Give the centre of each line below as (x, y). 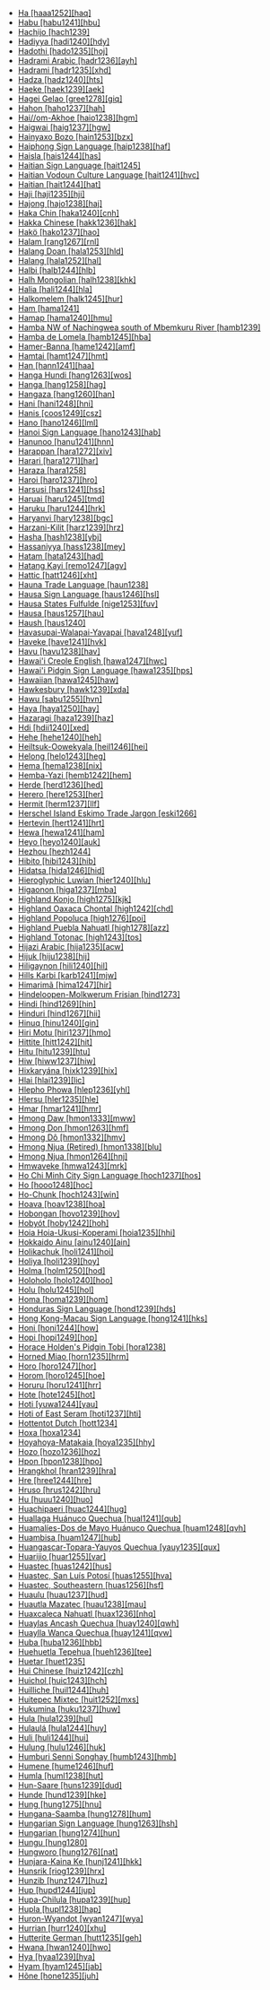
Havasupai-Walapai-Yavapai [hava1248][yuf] (100, 632)
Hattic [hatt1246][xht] (57, 575)
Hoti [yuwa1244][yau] (58, 1404)
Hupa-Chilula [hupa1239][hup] (74, 1899)
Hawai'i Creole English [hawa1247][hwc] (92, 661)
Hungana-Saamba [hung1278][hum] (84, 1814)
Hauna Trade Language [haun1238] (83, 585)
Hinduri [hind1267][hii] (59, 1013)
